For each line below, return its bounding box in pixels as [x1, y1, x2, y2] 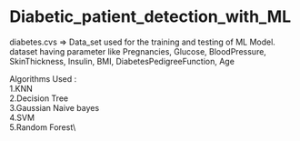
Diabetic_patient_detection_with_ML [9, 6, 292, 27]
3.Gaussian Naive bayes [9, 102, 100, 113]
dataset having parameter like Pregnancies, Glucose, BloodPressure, [9, 45, 266, 56]
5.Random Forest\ [9, 121, 76, 133]
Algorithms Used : [9, 73, 77, 84]
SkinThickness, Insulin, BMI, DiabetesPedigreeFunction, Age [9, 55, 235, 66]
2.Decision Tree [9, 93, 69, 104]
